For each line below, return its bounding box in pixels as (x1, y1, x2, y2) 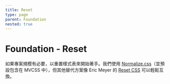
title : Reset (5, 7, 33, 13)
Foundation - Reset (5, 44, 87, 55)
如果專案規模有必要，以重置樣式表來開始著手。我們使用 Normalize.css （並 (5, 61, 160, 67)
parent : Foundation (5, 17, 47, 22)
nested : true (5, 21, 33, 27)
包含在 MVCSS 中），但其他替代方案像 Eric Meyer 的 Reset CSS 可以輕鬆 (9, 67, 159, 73)
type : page (5, 12, 28, 17)
